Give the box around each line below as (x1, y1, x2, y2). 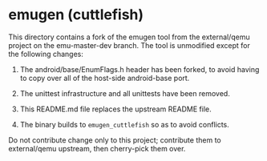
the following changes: (8, 49, 84, 58)
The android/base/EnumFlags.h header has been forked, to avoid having (19, 64, 260, 74)
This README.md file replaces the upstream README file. (19, 104, 212, 114)
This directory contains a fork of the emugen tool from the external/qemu (8, 32, 250, 42)
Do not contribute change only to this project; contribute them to (8, 135, 222, 145)
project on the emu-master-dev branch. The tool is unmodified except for (8, 40, 250, 50)
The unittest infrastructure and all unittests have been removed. (19, 88, 230, 98)
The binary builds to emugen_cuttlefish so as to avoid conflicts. (19, 119, 230, 129)
